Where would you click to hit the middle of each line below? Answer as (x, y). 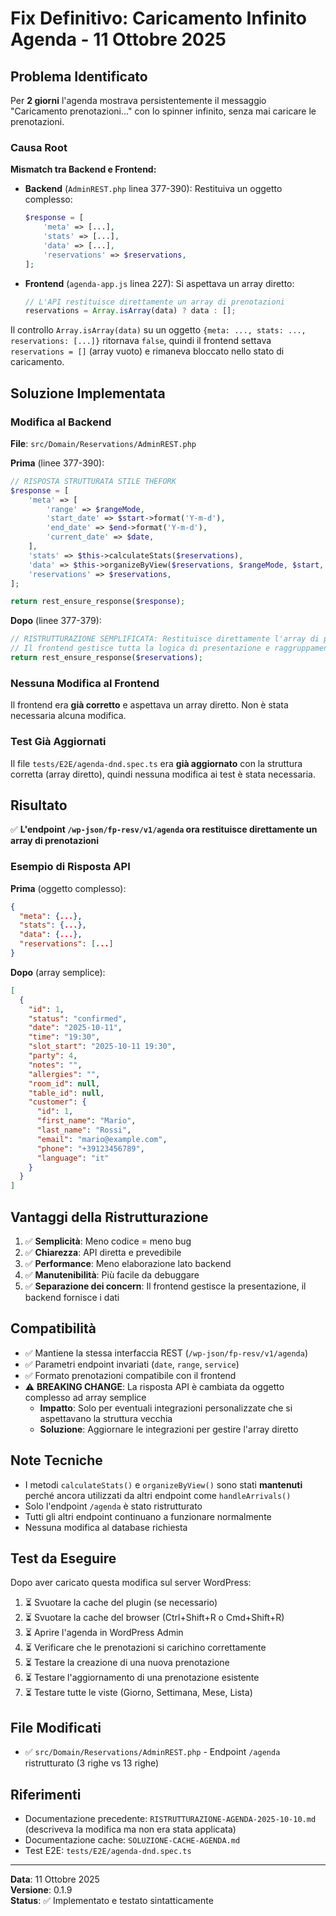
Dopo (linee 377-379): (56, 621)
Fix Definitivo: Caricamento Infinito (159, 18)
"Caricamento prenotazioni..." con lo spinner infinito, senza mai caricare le (163, 111)
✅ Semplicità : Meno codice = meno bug (108, 1241)
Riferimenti (46, 1794)
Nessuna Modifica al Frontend (85, 683)
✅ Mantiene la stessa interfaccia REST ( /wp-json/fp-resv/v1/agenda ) (166, 1353)
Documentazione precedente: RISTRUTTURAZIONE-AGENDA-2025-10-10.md (170, 1819)
